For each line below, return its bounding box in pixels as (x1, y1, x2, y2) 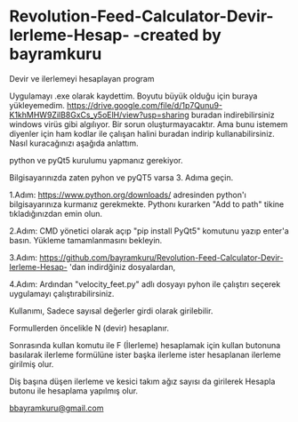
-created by (133, 25, 222, 45)
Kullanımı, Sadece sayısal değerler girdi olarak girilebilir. (9, 305, 213, 316)
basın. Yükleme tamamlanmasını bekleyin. (9, 235, 163, 245)
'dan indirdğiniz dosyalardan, (69, 261, 176, 272)
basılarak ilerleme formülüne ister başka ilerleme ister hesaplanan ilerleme (9, 349, 282, 360)
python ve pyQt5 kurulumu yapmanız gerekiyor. (9, 155, 184, 165)
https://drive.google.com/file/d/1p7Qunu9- (66, 100, 223, 110)
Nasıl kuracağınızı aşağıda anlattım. (9, 138, 139, 148)
